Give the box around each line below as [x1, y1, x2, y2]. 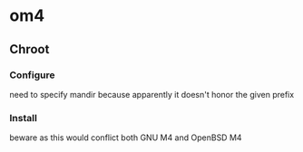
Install [9, 111, 38, 124]
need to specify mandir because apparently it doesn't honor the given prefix [9, 89, 295, 100]
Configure [9, 69, 55, 81]
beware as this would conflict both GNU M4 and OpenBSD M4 [9, 132, 242, 143]
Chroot [9, 42, 50, 57]
